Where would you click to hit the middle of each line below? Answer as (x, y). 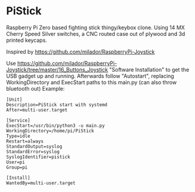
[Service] (18, 120)
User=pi (16, 162)
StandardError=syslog (33, 151)
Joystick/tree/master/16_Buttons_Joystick (57, 69)
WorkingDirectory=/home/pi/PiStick (50, 131)
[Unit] (14, 100)
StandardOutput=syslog (34, 146)
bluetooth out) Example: (36, 88)
